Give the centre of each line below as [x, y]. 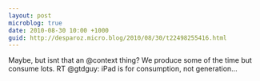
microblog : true [35, 23]
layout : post [30, 15]
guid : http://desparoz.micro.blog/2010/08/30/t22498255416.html [118, 38]
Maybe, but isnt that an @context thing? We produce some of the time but [130, 60]
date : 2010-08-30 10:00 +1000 [59, 30]
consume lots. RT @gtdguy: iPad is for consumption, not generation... [123, 69]
